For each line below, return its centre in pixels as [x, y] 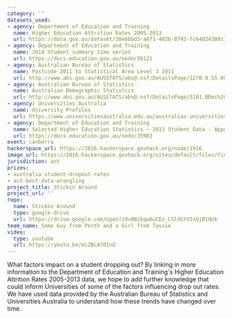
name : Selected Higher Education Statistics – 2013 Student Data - [113, 129]
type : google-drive [41, 213]
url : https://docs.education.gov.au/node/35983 [83, 135]
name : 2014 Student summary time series [72, 53]
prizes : [18, 168]
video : [17, 232]
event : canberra [30, 142]
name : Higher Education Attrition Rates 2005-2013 [88, 33]
